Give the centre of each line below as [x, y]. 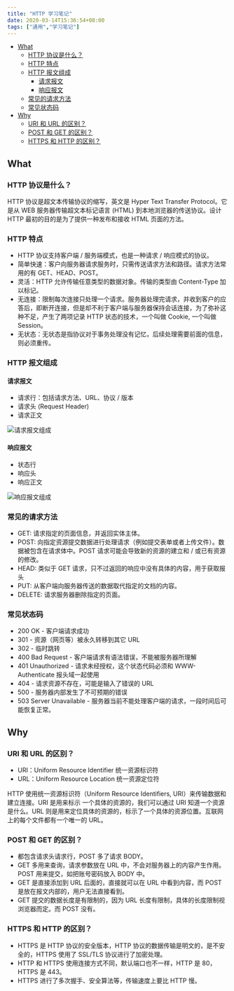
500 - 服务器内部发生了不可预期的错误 [73, 692]
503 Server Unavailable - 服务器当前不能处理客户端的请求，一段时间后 [119, 701]
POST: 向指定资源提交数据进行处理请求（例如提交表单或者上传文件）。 [118, 542]
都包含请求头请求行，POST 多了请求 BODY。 [82, 857]
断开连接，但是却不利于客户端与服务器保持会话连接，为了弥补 [131, 308]
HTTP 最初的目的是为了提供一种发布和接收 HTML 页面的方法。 [97, 219]
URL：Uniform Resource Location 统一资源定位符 [88, 779]
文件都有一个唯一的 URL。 [69, 819]
